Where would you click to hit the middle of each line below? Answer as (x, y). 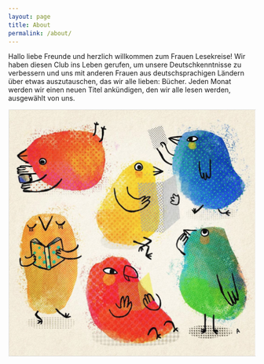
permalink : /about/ (40, 33)
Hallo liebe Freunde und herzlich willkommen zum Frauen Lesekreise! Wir (127, 57)
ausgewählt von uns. (42, 98)
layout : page (29, 17)
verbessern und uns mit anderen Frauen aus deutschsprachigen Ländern (126, 73)
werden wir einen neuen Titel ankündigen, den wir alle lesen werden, (119, 90)
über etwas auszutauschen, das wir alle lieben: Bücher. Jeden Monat (120, 82)
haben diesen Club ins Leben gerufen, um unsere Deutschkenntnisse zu (125, 65)
